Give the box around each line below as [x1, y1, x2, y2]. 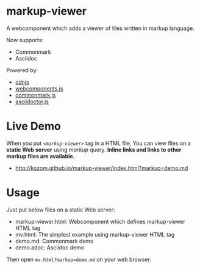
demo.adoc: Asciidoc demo [15, 243, 85, 251]
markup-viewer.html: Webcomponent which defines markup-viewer [15, 218, 186, 225]
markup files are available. [6, 152, 75, 160]
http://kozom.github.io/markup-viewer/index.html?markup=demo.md [15, 164, 188, 172]
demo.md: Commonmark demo [15, 237, 94, 245]
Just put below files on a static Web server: [6, 206, 115, 213]
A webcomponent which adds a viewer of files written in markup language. [6, 24, 195, 32]
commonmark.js [15, 91, 56, 98]
